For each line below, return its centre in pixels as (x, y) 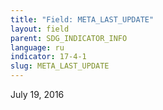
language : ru (37, 47)
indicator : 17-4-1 (48, 57)
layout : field (40, 29)
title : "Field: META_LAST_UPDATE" (82, 19)
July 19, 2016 (37, 94)
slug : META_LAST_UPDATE (60, 66)
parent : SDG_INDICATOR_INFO (69, 38)
